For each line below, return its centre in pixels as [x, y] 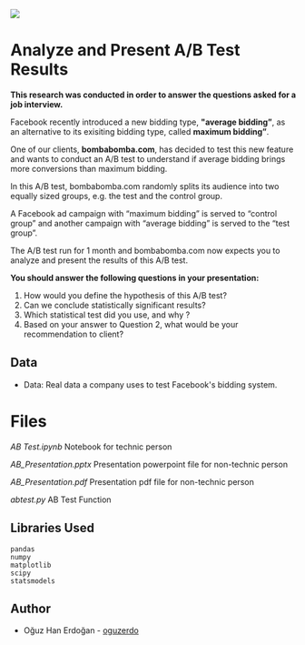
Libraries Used [52, 528]
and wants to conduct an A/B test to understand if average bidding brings [148, 158]
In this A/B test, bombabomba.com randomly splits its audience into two [145, 186]
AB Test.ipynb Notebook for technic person [91, 447]
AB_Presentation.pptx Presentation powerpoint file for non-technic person [149, 464]
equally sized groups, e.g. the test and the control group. [117, 196]
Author [30, 608]
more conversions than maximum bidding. [89, 168]
